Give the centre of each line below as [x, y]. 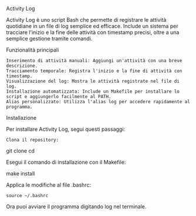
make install [21, 173]
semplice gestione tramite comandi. [49, 38]
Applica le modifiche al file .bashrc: [49, 185]
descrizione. [22, 66]
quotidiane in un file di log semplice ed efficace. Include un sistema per [92, 26]
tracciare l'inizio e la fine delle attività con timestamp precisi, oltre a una [93, 32]
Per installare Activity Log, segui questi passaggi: [65, 129]
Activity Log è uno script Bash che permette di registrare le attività [86, 20]
